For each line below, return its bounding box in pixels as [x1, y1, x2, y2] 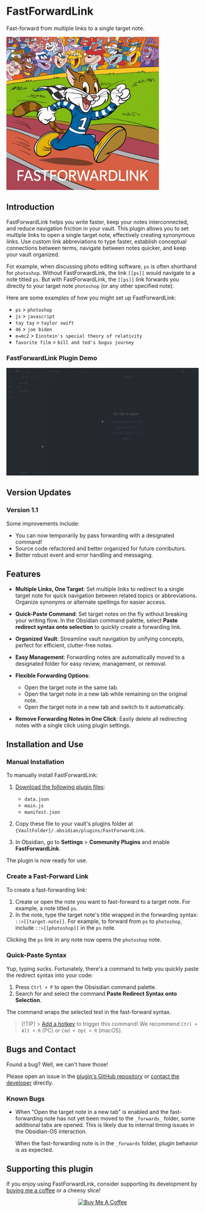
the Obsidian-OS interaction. [15, 1127, 87, 1135]
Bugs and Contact [6, 1044, 76, 1055]
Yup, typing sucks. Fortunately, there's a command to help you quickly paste [6, 965, 199, 972]
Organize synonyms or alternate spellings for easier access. [15, 598, 167, 606]
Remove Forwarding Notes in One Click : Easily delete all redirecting [15, 715, 187, 722]
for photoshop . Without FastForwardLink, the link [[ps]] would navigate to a [6, 269, 195, 276]
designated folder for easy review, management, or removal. [15, 660, 167, 667]
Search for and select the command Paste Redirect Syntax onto [15, 990, 178, 997]
